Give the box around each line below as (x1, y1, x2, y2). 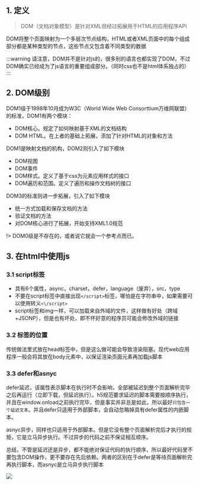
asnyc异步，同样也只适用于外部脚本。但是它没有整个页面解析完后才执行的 (6, 426, 187, 433)
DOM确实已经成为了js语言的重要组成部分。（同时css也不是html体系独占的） (6, 62, 190, 69)
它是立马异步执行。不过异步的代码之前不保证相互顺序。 (16, 433, 152, 441)
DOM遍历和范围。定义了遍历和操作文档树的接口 (14, 180, 131, 187)
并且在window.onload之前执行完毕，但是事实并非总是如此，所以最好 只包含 (6, 398, 186, 406)
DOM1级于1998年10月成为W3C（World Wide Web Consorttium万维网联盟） (6, 104, 190, 111)
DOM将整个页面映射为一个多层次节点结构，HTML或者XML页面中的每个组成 (6, 35, 190, 42)
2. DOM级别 (6, 88, 50, 98)
